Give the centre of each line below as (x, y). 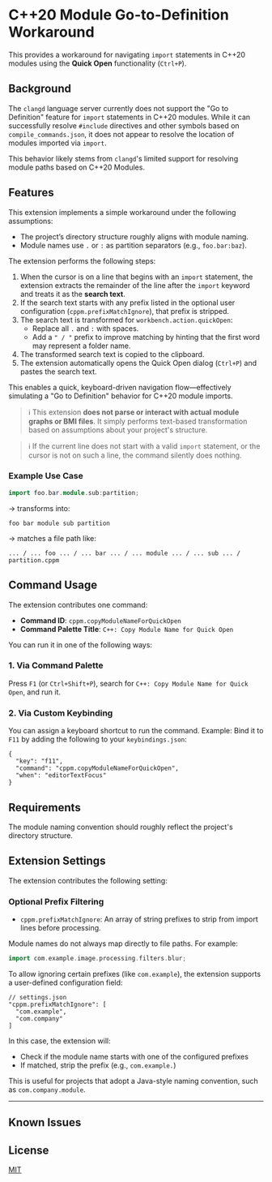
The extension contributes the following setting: (88, 880)
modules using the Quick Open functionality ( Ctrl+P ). (98, 63)
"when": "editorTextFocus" (61, 776)
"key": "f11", (39, 761)
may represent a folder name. (81, 346)
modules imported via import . (57, 143)
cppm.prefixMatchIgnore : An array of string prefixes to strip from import (139, 919)
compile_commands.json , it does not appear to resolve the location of (121, 134)
